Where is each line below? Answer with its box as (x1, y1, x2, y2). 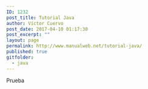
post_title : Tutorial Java (6, 15, 75, 21)
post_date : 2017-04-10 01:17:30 (6, 26, 88, 32)
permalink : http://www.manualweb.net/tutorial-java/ (6, 43, 143, 49)
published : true (6, 49, 47, 55)
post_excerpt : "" (6, 32, 50, 38)
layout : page (6, 37, 39, 43)
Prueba (6, 77, 25, 84)
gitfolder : (6, 54, 34, 60)
